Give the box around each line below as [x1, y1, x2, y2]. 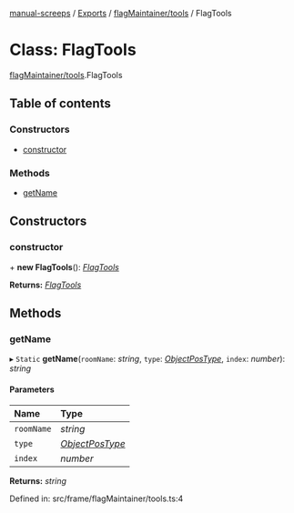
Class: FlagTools [9, 40, 137, 60]
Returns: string [9, 475, 66, 486]
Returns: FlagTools [9, 279, 82, 290]
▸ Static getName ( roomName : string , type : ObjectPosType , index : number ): [9, 354, 286, 365]
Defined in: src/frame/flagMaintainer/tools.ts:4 [9, 493, 184, 504]
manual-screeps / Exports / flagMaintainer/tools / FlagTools [9, 8, 232, 18]
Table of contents [9, 96, 111, 112]
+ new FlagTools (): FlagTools [9, 261, 120, 272]
